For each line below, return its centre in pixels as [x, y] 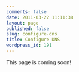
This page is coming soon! [39, 62]
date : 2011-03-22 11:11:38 [40, 17]
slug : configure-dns [32, 34]
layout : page [22, 23]
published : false [28, 28]
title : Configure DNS [33, 40]
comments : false [26, 12]
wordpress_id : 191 [29, 46]
